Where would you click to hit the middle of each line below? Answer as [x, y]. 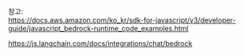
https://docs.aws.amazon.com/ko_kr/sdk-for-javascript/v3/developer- [122, 20]
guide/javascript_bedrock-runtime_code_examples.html [98, 28]
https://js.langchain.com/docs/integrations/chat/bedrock [100, 44]
